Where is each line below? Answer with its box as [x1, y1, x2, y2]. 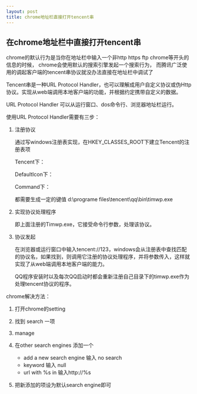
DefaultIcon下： [14, 171, 54, 178]
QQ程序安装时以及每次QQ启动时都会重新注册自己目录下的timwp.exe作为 [14, 273, 190, 280]
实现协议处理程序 [14, 208, 56, 215]
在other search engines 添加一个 [14, 342, 94, 349]
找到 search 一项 [14, 318, 55, 325]
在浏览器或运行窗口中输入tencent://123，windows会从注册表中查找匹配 [14, 246, 187, 253]
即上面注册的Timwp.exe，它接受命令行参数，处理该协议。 [14, 221, 155, 228]
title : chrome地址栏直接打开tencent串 [6, 14, 94, 20]
